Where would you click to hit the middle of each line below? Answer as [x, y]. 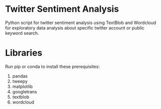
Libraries [24, 53]
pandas [20, 76]
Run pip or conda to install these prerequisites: [53, 66]
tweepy [20, 81]
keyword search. [22, 33]
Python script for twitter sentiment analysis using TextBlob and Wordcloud [81, 23]
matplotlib [22, 86]
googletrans [24, 91]
